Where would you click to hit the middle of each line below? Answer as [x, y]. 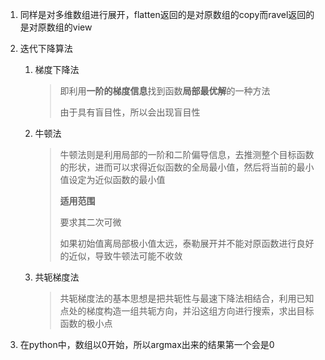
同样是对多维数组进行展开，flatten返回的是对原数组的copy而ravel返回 [163, 14]
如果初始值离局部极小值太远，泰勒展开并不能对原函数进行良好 [187, 243]
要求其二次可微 [90, 222]
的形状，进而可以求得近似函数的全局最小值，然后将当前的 [178, 167]
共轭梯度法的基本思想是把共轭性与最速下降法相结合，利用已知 [187, 298]
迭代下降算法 [46, 48]
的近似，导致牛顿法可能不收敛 [121, 256]
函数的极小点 [86, 323]
